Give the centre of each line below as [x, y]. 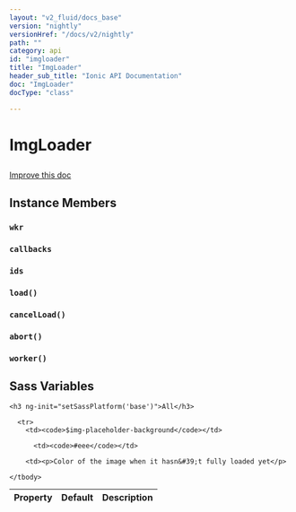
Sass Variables [52, 386]
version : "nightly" [46, 26]
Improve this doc [40, 175]
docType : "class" [42, 92]
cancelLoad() [38, 314]
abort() [26, 336]
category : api [36, 51]
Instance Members [63, 203]
